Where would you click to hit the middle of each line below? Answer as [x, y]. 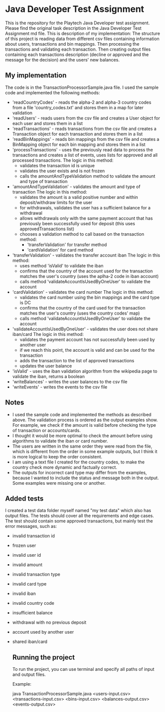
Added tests [24, 498]
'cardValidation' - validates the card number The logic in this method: [83, 292]
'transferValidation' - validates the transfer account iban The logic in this [86, 255]
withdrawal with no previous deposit [49, 622]
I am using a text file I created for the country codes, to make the [79, 462]
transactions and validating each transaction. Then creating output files [78, 49]
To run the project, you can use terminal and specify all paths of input [83, 669]
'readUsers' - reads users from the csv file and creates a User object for [86, 118]
